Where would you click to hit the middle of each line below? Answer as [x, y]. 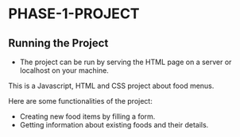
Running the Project [58, 43]
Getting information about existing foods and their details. [114, 125]
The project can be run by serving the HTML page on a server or [126, 62]
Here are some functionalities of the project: [80, 101]
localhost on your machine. [64, 70]
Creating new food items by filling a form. [87, 116]
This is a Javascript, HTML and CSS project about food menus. [111, 86]
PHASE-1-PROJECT [74, 14]
